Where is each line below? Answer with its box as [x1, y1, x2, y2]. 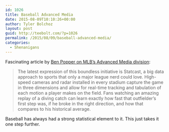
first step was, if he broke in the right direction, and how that [17, 100, 144, 106]
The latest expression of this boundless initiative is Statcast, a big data [17, 69, 164, 75]
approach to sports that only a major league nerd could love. [17, 74, 144, 80]
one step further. [5, 121, 40, 127]
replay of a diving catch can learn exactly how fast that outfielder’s [17, 95, 156, 101]
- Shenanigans [10, 45, 39, 50]
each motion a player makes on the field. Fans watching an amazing [17, 90, 159, 96]
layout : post [5, 26, 33, 31]
